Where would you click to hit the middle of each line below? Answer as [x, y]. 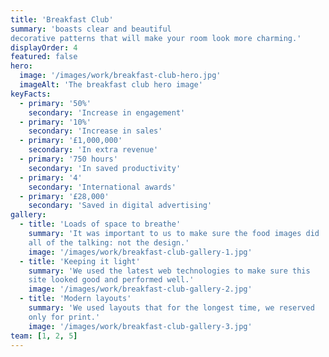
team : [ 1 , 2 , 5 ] [44, 336]
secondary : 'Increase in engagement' [107, 112]
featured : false [44, 57]
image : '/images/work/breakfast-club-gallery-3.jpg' [140, 326]
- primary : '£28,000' [64, 196]
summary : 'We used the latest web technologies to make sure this [169, 271]
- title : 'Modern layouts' [75, 299]
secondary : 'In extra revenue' [93, 150]
